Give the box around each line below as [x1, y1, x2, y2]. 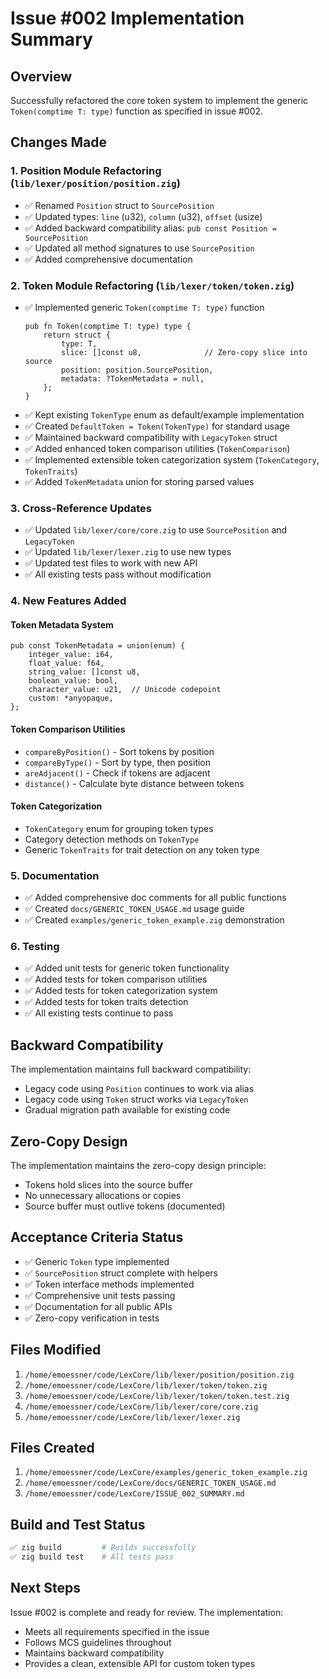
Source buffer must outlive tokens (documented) [24, 1200, 226, 1212]
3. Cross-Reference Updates [10, 501, 152, 515]
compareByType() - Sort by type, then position [24, 756, 212, 768]
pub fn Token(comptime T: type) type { [24, 321, 192, 331]
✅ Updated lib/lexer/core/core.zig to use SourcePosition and [24, 524, 288, 536]
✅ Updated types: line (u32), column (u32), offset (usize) [24, 210, 263, 222]
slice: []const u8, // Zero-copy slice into [61, 347, 308, 357]
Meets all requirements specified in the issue [24, 1625, 210, 1637]
